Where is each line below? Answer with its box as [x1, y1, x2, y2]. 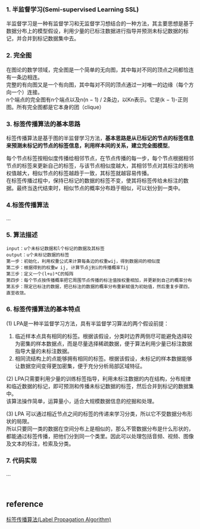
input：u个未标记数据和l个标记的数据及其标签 [6, 246, 105, 252]
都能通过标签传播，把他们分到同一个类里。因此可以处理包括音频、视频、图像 [6, 432, 194, 439]
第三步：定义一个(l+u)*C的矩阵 [6, 271, 74, 277]
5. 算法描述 [6, 231, 38, 239]
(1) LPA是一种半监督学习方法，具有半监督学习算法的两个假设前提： [6, 319, 170, 327]
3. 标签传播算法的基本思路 [6, 119, 81, 128]
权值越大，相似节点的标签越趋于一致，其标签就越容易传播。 [6, 169, 152, 177]
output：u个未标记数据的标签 [6, 252, 70, 258]
